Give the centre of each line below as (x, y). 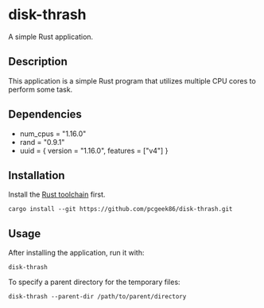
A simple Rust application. (51, 37)
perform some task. (41, 89)
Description (38, 62)
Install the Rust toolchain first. (57, 195)
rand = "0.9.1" (42, 142)
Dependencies (45, 114)
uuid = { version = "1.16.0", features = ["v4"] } (94, 150)
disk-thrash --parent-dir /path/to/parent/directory (97, 297)
